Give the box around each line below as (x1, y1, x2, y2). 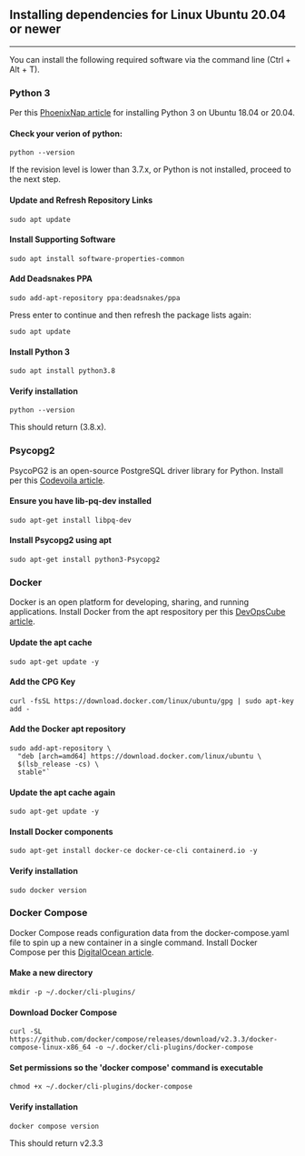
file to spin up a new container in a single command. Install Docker (9, 937, 258, 948)
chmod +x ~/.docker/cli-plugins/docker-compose (9, 1082, 193, 1091)
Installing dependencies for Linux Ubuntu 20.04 (9, 7, 286, 23)
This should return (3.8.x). (9, 422, 107, 433)
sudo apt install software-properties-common (9, 254, 184, 263)
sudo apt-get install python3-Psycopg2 (9, 555, 161, 565)
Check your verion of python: (9, 127, 123, 139)
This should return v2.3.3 (9, 1137, 103, 1149)
